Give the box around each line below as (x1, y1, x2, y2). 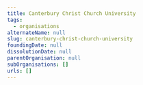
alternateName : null (7, 29, 66, 36)
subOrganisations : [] (7, 61, 69, 68)
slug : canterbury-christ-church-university (7, 36, 133, 42)
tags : (7, 16, 23, 23)
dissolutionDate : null (7, 49, 72, 56)
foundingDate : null (7, 42, 63, 49)
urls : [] (7, 67, 32, 74)
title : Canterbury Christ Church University (7, 10, 136, 17)
